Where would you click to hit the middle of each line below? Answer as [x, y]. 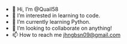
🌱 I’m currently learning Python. [51, 22]
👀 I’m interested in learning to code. [56, 15]
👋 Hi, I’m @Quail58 [35, 9]
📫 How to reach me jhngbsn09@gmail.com [66, 35]
